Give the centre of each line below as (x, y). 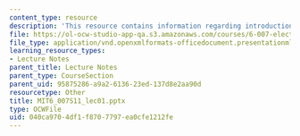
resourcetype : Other (48, 92)
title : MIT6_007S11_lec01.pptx (67, 101)
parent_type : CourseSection (62, 76)
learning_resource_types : (57, 51)
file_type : (29, 42)
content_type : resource (54, 17)
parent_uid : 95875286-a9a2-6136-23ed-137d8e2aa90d (105, 84)
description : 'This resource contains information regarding (125, 26)
